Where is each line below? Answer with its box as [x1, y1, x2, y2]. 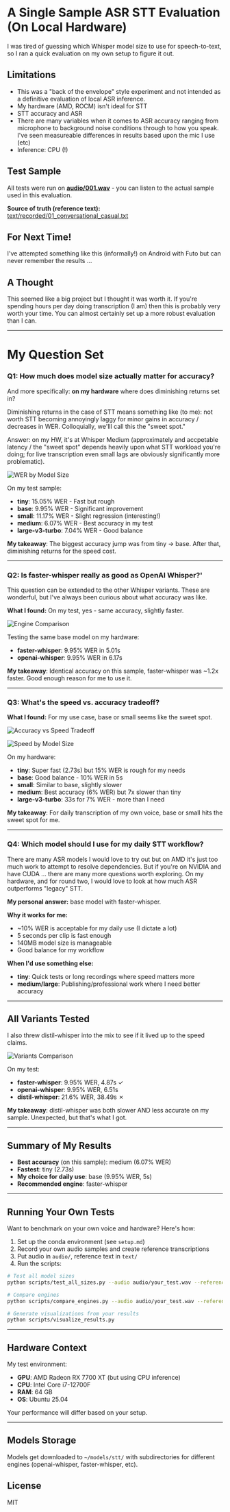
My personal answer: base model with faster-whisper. [7, 897, 162, 906]
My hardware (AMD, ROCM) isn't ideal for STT [16, 101, 148, 110]
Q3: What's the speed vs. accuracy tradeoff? [7, 697, 159, 707]
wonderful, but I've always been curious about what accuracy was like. [7, 593, 207, 601]
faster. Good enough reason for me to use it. [7, 673, 132, 682]
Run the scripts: [16, 1259, 62, 1267]
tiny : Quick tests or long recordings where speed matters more [16, 972, 195, 980]
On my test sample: [7, 484, 62, 492]
